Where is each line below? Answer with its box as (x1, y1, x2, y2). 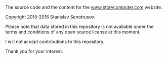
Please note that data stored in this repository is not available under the (5, 23, 154, 29)
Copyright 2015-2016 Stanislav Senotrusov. (5, 14, 96, 19)
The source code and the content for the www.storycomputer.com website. (5, 4, 162, 10)
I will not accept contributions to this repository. (5, 38, 105, 44)
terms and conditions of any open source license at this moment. (5, 29, 141, 34)
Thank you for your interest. (5, 48, 63, 54)
